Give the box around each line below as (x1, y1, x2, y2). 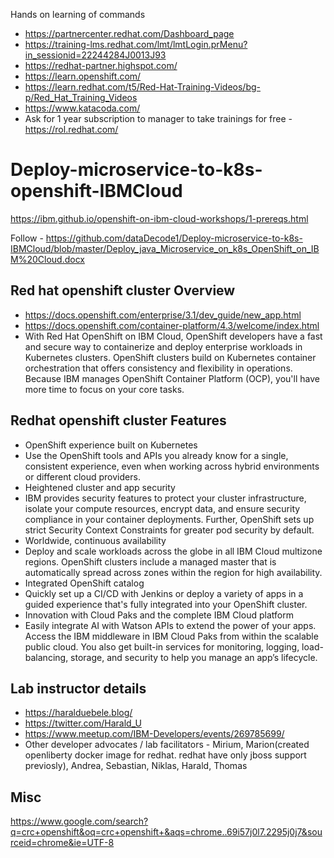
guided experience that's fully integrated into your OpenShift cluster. (24, 598, 308, 610)
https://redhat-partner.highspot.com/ (24, 60, 178, 71)
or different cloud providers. (24, 470, 141, 483)
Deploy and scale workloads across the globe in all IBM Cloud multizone (24, 545, 323, 557)
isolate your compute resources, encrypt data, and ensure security (24, 502, 301, 514)
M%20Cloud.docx (10, 253, 85, 265)
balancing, (24, 651, 69, 663)
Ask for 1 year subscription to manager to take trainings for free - (24, 113, 293, 124)
